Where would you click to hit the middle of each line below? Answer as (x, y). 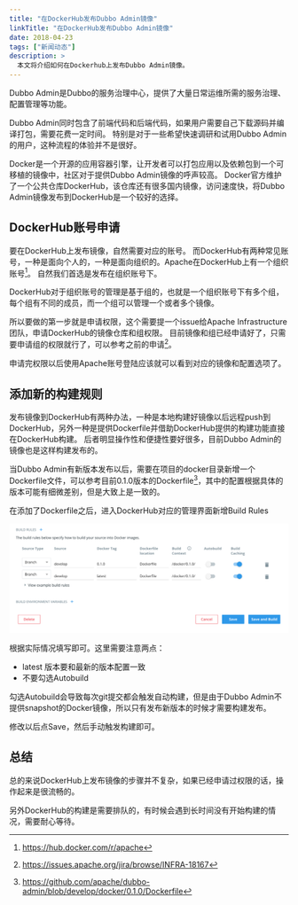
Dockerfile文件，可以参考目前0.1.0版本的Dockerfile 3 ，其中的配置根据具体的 (146, 480)
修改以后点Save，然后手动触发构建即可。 (84, 726)
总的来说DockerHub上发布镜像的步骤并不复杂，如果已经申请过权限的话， (143, 780)
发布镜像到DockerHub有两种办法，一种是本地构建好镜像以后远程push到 (140, 417)
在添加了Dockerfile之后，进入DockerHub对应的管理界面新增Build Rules (139, 511)
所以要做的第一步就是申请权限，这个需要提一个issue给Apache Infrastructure (149, 322)
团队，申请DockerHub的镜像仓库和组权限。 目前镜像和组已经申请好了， (140, 333)
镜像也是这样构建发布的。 (56, 450)
